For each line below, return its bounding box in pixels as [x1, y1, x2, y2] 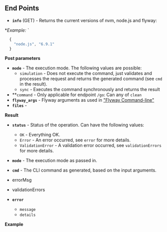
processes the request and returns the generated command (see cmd [19, 75, 162, 82]
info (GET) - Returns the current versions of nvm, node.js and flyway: [12, 17, 157, 23]
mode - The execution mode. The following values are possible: [12, 65, 142, 71]
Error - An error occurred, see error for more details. [19, 137, 131, 143]
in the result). [19, 81, 47, 87]
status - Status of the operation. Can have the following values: [12, 122, 144, 128]
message [19, 207, 36, 212]
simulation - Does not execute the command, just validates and [19, 70, 152, 76]
